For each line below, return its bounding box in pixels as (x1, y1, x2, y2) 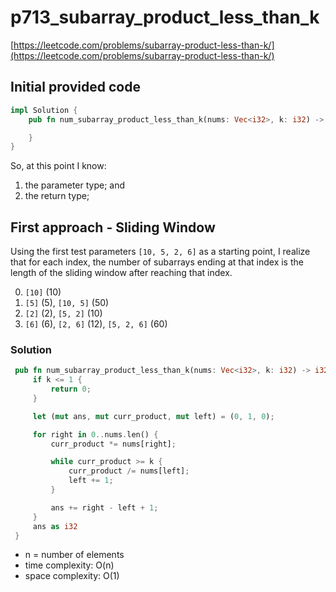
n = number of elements (24, 549, 125, 561)
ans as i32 (32, 521, 78, 531)
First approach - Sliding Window (10, 219, 216, 236)
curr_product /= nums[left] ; (68, 466, 190, 476)
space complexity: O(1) (24, 570, 120, 582)
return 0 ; (50, 384, 92, 395)
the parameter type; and (24, 179, 126, 191)
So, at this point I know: (10, 160, 107, 172)
